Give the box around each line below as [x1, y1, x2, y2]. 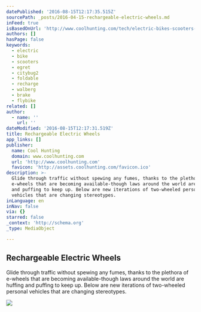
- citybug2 [11, 70, 39, 76]
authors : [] [6, 31, 36, 37]
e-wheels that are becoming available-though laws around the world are [6, 275, 184, 282]
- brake [11, 92, 31, 98]
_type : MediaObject [6, 225, 55, 231]
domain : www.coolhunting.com [11, 153, 84, 159]
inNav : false [6, 203, 39, 209]
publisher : [6, 142, 33, 148]
